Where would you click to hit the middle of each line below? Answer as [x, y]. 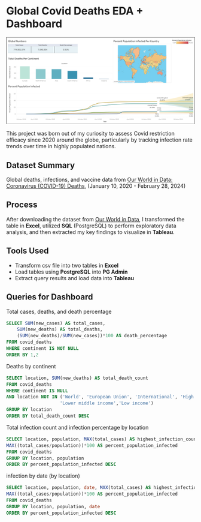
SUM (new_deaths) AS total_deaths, [60, 329]
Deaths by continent [31, 366]
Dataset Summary [41, 165]
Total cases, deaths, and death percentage [59, 311]
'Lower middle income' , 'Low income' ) [106, 403]
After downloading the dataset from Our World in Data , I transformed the [95, 219]
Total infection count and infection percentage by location [77, 427]
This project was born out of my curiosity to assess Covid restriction [90, 134]
